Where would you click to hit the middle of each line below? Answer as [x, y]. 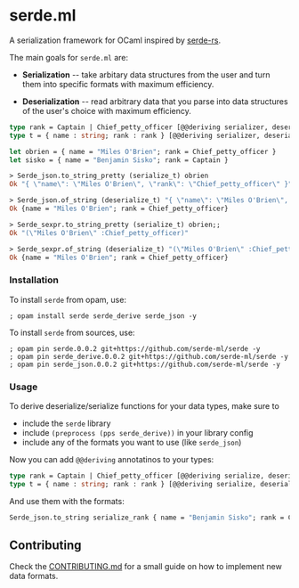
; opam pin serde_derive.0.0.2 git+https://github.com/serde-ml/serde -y [149, 356]
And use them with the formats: [67, 501]
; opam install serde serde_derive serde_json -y [103, 316]
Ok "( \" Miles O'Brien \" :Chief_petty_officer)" [99, 233]
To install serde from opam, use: [68, 299]
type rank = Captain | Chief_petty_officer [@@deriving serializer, [139, 127]
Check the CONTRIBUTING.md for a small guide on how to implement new [145, 567]
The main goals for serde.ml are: [69, 57]
